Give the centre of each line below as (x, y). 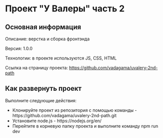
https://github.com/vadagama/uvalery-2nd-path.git (64, 115)
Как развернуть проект (43, 89)
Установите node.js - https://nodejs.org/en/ (57, 121)
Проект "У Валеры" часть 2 (65, 9)
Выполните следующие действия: (41, 100)
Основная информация (43, 27)
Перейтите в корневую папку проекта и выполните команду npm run (85, 126)
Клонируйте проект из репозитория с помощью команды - (75, 110)
